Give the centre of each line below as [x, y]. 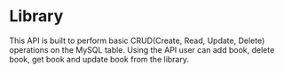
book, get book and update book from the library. [99, 59]
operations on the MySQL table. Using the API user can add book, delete [142, 49]
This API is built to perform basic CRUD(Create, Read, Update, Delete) [137, 40]
